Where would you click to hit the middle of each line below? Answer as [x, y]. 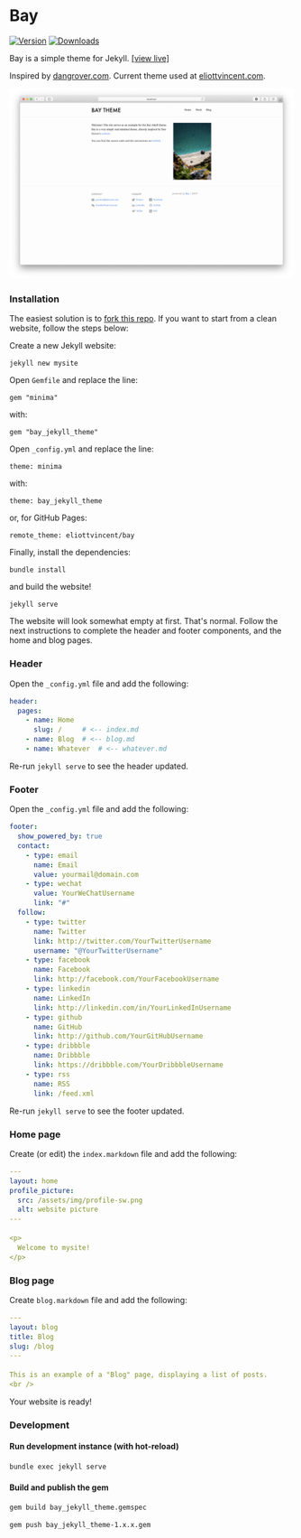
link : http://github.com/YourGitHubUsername [118, 1036]
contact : [34, 845]
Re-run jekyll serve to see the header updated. [99, 766]
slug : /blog [32, 1347]
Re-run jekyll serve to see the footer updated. [97, 1111]
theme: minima [36, 467]
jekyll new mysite [44, 364]
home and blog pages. [51, 640]
